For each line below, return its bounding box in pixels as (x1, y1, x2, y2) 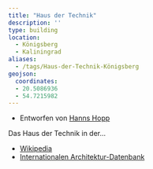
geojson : (8, 70, 37, 78)
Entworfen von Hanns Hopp (19, 113, 110, 123)
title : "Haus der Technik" (8, 11, 97, 20)
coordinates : (15, 77, 58, 85)
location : (8, 33, 41, 42)
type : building (8, 26, 58, 34)
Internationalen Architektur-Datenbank (19, 152, 145, 162)
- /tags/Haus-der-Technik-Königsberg (15, 63, 140, 71)
